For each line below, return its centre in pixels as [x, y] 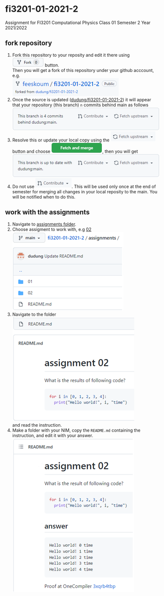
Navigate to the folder [34, 314]
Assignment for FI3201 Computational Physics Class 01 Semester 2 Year [78, 23]
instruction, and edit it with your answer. [53, 435]
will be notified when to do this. [44, 197]
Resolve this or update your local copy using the [61, 140]
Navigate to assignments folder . [44, 224]
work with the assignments [47, 212]
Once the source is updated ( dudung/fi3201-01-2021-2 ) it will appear [82, 99]
